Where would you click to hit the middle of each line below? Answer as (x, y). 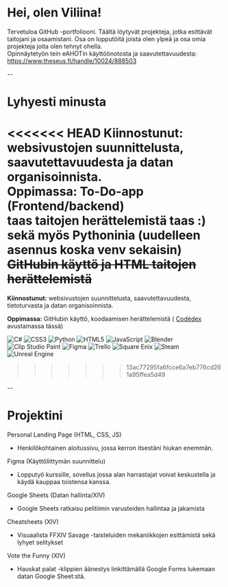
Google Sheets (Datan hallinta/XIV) (56, 495)
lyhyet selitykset (40, 542)
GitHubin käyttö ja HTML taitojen (102, 265)
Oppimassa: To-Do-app (75, 192)
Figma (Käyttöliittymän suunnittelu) (56, 461)
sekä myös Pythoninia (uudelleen (104, 235)
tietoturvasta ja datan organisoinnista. (60, 306)
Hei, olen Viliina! (54, 13)
